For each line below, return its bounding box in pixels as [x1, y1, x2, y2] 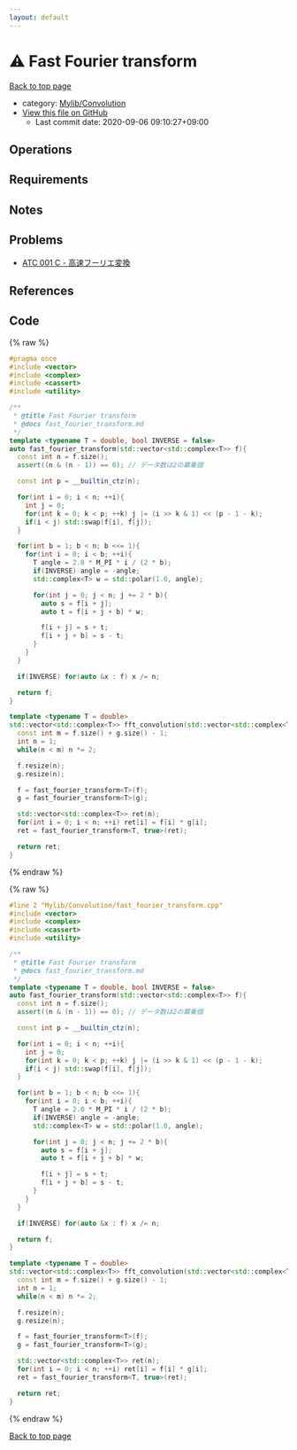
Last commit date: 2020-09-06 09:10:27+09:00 [34, 116, 209, 127]
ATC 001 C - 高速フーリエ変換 [21, 257, 131, 268]
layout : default [9, 12, 69, 22]
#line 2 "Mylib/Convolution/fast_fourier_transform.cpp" [9, 900, 224, 909]
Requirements [9, 172, 88, 187]
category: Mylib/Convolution [21, 97, 126, 108]
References [9, 283, 74, 298]
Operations [9, 142, 72, 157]
